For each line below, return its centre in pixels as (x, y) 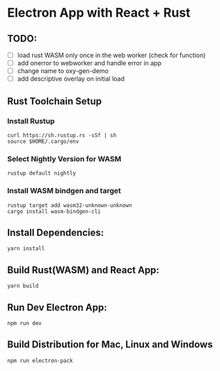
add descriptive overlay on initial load (71, 79)
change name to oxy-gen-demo (63, 71)
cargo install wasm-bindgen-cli (54, 211)
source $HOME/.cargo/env (43, 141)
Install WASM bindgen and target (64, 191)
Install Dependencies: (56, 232)
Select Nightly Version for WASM (64, 159)
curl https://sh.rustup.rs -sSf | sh (62, 135)
